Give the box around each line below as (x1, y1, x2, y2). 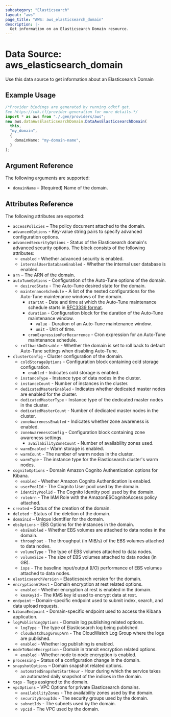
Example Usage (5, 91, 56, 100)
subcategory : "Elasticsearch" (5, 7, 70, 13)
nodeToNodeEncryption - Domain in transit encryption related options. (12, 647, 157, 653)
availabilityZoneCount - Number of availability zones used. (28, 440, 154, 446)
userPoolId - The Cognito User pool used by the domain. (20, 484, 140, 490)
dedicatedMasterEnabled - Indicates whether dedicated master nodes (20, 386, 166, 392)
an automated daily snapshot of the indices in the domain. (20, 674, 142, 680)
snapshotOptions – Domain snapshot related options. (12, 662, 123, 669)
